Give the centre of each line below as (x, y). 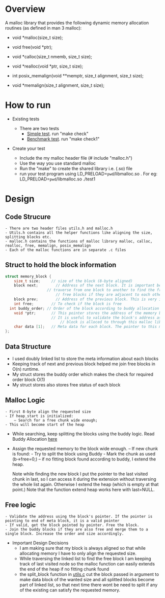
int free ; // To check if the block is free (68, 304)
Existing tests (26, 119)
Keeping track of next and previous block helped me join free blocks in (84, 364)
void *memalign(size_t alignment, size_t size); (58, 85)
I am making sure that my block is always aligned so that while (82, 548)
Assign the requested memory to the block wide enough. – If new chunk (85, 448)
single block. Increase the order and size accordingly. (65, 533)
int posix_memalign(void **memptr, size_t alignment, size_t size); (78, 75)
